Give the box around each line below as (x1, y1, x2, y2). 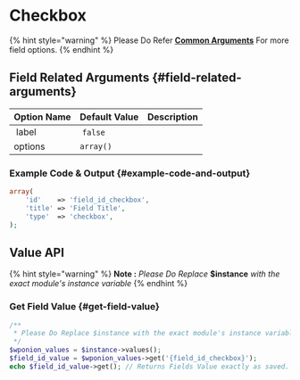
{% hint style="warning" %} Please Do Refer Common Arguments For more (9, 35, 289, 45)
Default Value (79, 111, 139, 123)
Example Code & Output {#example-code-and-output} (9, 167, 251, 179)
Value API (9, 244, 65, 260)
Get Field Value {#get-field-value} (9, 301, 161, 313)
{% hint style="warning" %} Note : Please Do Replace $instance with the (9, 268, 280, 279)
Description (146, 111, 198, 123)
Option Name (13, 111, 71, 123)
